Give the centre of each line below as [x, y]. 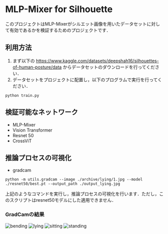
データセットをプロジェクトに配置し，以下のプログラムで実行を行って [85, 80]
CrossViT [22, 141]
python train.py [22, 95]
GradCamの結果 [25, 214]
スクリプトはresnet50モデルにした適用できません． [63, 200]
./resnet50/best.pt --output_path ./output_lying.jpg [63, 184]
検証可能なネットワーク [41, 112]
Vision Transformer [32, 130]
